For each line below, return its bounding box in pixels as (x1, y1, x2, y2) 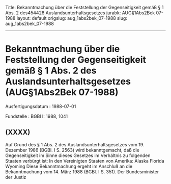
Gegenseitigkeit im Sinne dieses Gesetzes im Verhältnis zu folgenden (5, 152, 151, 159)
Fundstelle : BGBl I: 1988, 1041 (5, 113, 68, 119)
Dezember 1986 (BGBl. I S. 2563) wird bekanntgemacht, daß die (5, 147, 140, 153)
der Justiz (5, 174, 26, 180)
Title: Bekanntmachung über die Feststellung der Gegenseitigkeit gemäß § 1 (5, 5, 164, 10)
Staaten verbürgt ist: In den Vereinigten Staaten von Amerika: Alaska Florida (5, 157, 164, 164)
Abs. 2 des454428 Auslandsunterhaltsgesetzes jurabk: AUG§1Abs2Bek (5, 10, 155, 16)
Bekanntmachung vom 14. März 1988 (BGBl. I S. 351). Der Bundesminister (5, 168, 159, 175)
